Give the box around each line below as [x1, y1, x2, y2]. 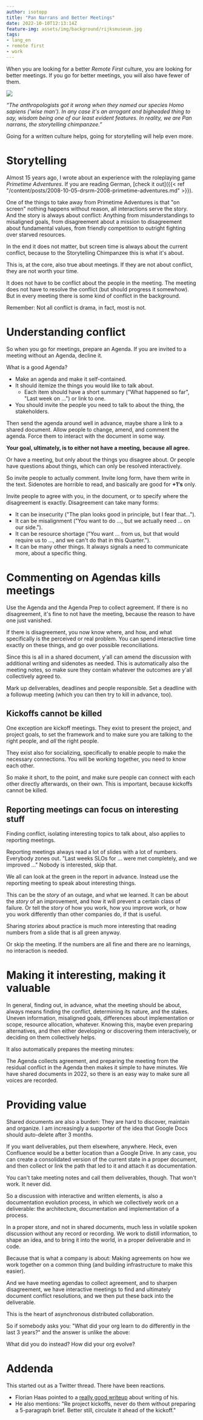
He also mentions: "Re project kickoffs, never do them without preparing [15, 1400, 196, 1407]
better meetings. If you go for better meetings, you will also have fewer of [6, 71, 190, 79]
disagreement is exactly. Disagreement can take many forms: [6, 499, 159, 506]
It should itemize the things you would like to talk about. [15, 381, 155, 389]
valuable [6, 982, 50, 995]
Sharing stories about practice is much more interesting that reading [6, 923, 177, 930]
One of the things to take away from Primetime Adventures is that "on [6, 198, 180, 206]
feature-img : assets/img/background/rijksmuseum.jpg [6, 26, 142, 32]
